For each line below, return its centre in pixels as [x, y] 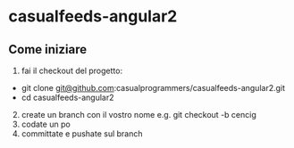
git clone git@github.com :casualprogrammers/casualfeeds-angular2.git [153, 88]
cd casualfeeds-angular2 [67, 97]
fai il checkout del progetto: [71, 70]
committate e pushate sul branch [82, 134]
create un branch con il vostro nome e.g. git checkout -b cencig [139, 115]
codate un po [46, 124]
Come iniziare [47, 49]
